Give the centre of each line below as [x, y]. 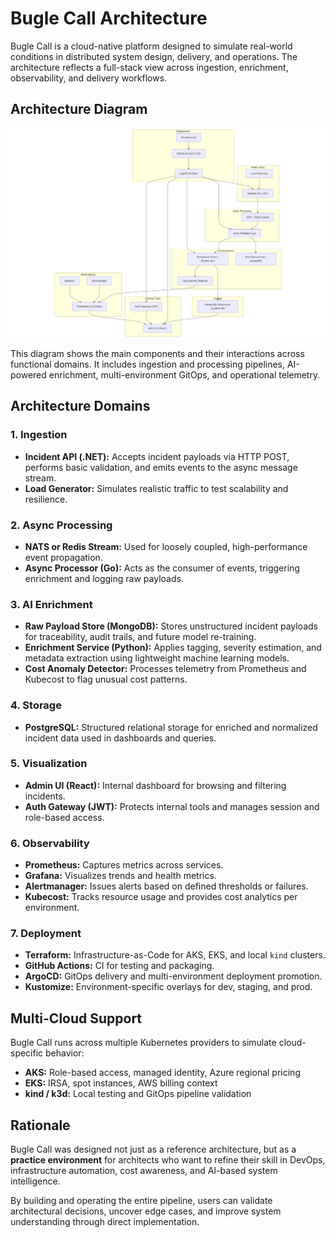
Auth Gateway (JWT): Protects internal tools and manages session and [172, 806]
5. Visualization [49, 764]
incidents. [45, 796]
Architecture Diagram [79, 109]
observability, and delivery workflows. [89, 78]
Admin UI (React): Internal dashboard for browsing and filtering [155, 785]
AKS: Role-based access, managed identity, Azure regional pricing [162, 1073]
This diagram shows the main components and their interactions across [157, 353]
